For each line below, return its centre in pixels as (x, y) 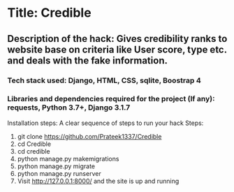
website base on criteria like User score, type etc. (117, 49)
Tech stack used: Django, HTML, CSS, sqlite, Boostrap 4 (104, 80)
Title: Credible (50, 13)
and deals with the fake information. (87, 60)
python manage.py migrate (56, 166)
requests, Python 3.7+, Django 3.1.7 (69, 108)
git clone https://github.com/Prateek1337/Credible (89, 136)
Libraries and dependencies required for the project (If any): (111, 99)
